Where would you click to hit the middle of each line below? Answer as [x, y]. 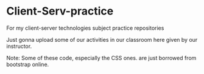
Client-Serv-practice [60, 11]
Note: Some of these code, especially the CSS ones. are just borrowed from [101, 58]
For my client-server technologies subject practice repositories [85, 28]
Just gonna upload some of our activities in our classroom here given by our [102, 39]
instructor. [19, 46]
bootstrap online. [28, 64]
